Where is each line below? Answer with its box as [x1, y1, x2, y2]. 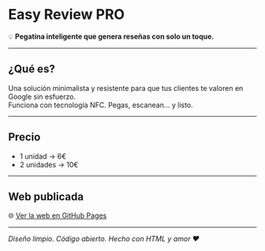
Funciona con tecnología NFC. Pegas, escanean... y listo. [8, 100, 193, 110]
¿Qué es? [8, 62, 55, 76]
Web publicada [8, 189, 84, 203]
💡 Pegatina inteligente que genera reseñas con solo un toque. [8, 32, 215, 41]
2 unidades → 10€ [19, 159, 79, 169]
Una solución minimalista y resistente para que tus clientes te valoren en [8, 83, 244, 92]
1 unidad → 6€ [19, 152, 67, 161]
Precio [8, 130, 41, 144]
